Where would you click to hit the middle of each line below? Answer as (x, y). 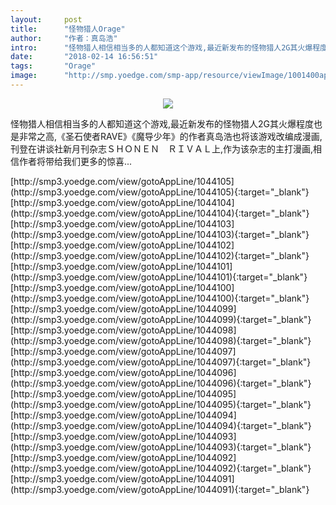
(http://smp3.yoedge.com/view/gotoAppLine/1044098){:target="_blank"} (161, 340)
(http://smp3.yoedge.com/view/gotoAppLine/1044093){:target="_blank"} (161, 447)
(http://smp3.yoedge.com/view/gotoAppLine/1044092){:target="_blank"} (161, 468)
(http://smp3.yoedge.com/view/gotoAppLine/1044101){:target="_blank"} (159, 277)
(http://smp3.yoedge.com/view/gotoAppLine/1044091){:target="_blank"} (160, 489)
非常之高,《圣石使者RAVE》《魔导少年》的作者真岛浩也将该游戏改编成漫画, (170, 136)
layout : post (46, 19)
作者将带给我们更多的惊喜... (75, 161)
